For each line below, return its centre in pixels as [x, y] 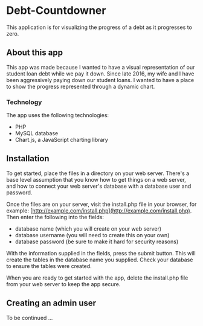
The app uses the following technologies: [58, 115]
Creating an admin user [51, 303]
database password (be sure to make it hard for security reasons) [97, 241]
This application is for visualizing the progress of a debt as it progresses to [99, 27]
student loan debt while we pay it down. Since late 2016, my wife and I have [100, 74]
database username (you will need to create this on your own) [92, 235]
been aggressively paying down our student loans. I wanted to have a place [100, 80]
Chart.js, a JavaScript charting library [62, 140]
